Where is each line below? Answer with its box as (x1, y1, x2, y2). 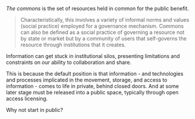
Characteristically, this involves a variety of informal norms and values (20, 16, 190, 23)
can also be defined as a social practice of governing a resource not (20, 29, 185, 36)
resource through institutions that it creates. (20, 41, 126, 48)
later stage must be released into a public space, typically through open (6, 89, 179, 96)
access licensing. (6, 95, 48, 102)
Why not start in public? (6, 107, 63, 113)
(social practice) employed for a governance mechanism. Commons (20, 23, 184, 29)
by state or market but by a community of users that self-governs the (20, 35, 187, 42)
